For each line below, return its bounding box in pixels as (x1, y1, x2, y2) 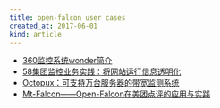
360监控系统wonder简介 (21, 55, 113, 66)
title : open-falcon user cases (9, 12, 126, 22)
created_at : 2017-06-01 (9, 21, 98, 30)
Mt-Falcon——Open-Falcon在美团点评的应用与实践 (21, 88, 211, 99)
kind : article (9, 29, 63, 38)
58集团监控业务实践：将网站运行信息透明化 (21, 66, 182, 77)
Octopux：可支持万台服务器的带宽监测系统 (21, 78, 180, 88)
